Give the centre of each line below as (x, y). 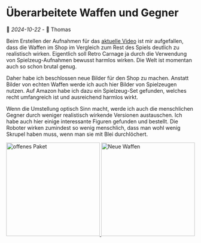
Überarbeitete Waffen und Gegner (92, 13)
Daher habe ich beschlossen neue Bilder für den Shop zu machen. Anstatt (98, 78)
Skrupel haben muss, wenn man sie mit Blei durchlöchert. (77, 134)
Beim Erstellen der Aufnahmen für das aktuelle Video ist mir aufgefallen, (95, 41)
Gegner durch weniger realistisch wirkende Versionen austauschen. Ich (94, 115)
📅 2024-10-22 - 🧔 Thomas (39, 29)
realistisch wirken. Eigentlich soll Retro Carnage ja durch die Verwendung (97, 53)
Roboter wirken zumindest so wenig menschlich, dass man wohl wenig (93, 127)
